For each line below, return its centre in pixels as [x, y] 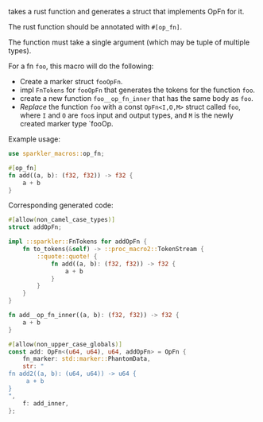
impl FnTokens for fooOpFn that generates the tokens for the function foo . [137, 90]
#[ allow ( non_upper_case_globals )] [66, 344]
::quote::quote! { [67, 256]
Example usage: [35, 139]
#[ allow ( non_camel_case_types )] [62, 220]
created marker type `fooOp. [66, 124]
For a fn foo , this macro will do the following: [81, 66]
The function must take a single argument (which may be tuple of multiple [129, 42]
